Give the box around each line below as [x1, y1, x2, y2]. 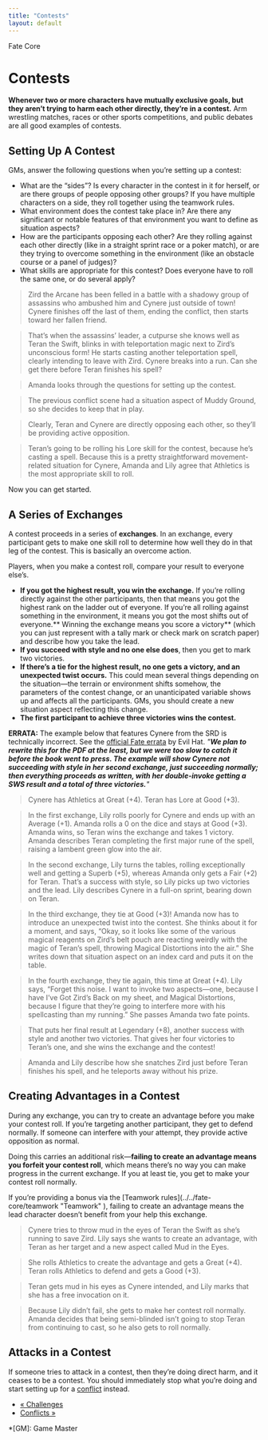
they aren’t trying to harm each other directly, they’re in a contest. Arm [8, 104, 247, 114]
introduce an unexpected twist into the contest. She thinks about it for [27, 918, 258, 927]
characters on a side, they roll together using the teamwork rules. [19, 197, 235, 208]
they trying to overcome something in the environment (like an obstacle [19, 249, 254, 258]
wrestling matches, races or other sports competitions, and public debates [8, 113, 254, 122]
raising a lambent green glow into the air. [27, 844, 162, 854]
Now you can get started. [8, 485, 92, 494]
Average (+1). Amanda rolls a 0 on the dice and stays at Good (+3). [27, 819, 248, 828]
